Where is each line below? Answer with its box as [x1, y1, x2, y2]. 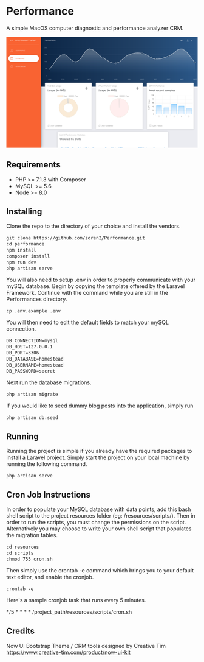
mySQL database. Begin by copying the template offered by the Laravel [6, 283, 185, 290]
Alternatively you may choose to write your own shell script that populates [6, 525, 192, 532]
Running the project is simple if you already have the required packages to [6, 448, 192, 455]
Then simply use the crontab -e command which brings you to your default [6, 567, 194, 574]
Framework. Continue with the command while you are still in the [6, 289, 169, 297]
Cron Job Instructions [6, 489, 91, 500]
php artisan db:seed [6, 415, 59, 421]
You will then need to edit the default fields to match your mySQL [6, 319, 169, 326]
